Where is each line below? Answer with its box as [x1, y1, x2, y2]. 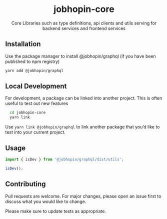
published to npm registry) [5, 58, 60, 64]
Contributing [5, 180, 46, 188]
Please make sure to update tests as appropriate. [5, 208, 106, 214]
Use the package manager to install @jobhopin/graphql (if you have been [5, 53, 156, 59]
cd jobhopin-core [9, 110, 46, 115]
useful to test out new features [5, 100, 68, 106]
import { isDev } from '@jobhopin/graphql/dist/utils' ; [5, 157, 124, 162]
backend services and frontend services [42, 25, 126, 31]
